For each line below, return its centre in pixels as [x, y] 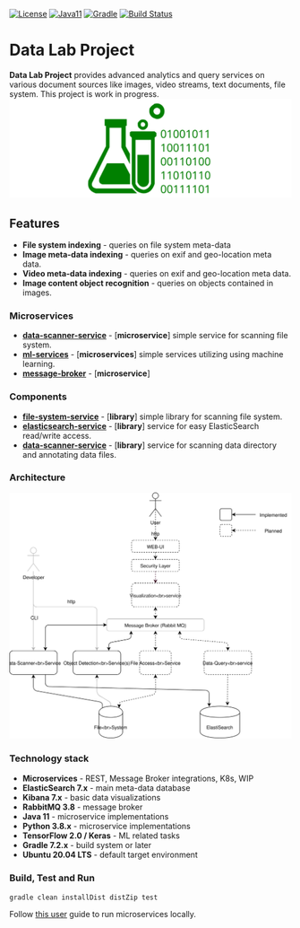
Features [34, 223]
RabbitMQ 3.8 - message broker [82, 807]
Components [38, 397]
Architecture [38, 477]
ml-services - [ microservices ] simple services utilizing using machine [153, 355]
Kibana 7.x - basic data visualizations [91, 797]
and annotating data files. [69, 454]
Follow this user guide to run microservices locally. [103, 914]
